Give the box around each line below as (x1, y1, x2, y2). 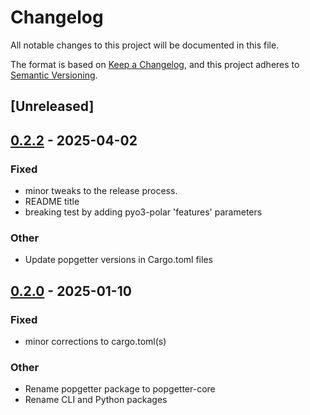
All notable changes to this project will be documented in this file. (10, 39, 280, 51)
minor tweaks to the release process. (24, 185, 178, 197)
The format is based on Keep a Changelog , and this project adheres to (10, 58, 300, 70)
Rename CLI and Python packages (24, 394, 168, 406)
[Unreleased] (10, 98, 95, 115)
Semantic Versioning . (10, 69, 98, 81)
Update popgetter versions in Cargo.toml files (24, 254, 213, 266)
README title (24, 196, 80, 208)
